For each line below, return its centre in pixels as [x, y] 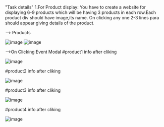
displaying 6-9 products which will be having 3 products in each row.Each [81, 12]
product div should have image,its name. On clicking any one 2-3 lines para [82, 18]
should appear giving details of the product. [50, 23]
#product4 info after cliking [33, 109]
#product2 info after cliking [33, 71]
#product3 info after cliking [33, 90]
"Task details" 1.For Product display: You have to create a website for [76, 7]
